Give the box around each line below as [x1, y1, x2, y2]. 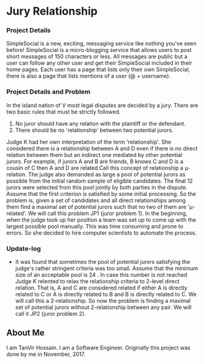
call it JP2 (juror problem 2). [15, 310, 86, 318]
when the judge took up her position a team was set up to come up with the [6, 216, 197, 224]
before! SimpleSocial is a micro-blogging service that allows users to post [6, 46, 192, 54]
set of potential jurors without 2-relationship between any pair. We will [15, 304, 192, 311]
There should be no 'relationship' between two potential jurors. [15, 126, 174, 134]
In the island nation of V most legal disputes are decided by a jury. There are [6, 101, 199, 109]
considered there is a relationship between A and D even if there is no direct [6, 145, 198, 152]
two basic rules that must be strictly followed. [6, 108, 121, 115]
